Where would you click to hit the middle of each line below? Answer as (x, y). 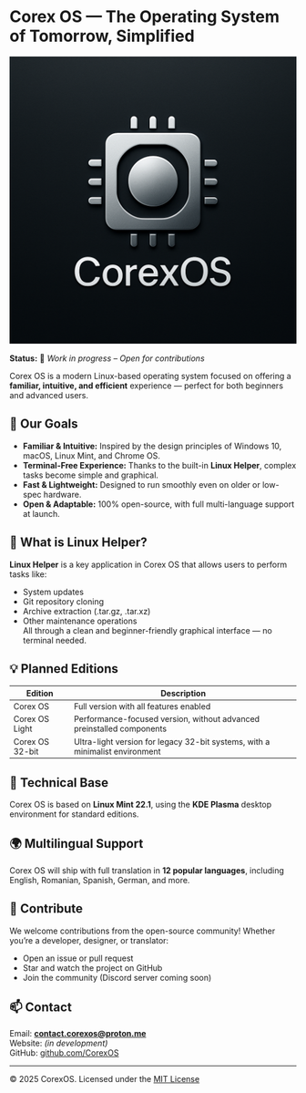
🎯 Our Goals (44, 424)
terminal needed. (54, 640)
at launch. (41, 513)
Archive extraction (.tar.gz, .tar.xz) (87, 611)
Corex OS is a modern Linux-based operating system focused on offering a (150, 376)
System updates (53, 592)
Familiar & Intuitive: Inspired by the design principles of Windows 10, (152, 446)
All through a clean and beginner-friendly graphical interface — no (148, 630)
